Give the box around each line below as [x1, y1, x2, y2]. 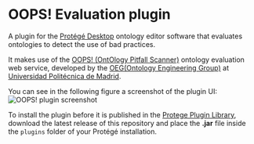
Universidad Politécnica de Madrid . [8, 71, 122, 81]
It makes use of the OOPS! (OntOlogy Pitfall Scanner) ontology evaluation [8, 55, 245, 64]
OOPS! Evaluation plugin [8, 5, 171, 23]
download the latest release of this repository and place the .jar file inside [8, 118, 246, 128]
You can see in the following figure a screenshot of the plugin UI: [8, 86, 218, 95]
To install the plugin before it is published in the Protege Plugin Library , [8, 110, 237, 119]
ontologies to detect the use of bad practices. [8, 39, 155, 49]
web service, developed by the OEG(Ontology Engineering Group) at [8, 63, 230, 72]
